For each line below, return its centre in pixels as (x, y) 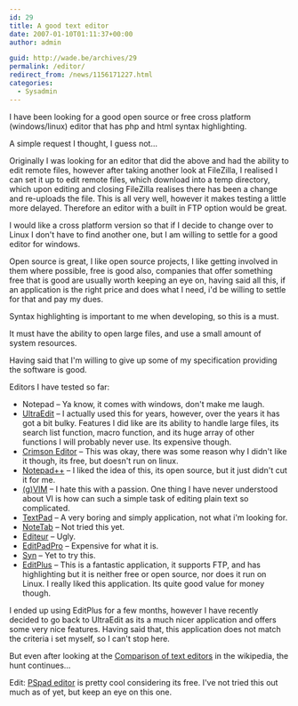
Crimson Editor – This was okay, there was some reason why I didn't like (154, 451)
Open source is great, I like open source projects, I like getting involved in (144, 261)
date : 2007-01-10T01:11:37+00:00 (71, 34)
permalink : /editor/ (48, 67)
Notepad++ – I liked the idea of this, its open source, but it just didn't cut (154, 470)
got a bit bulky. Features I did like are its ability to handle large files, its (150, 422)
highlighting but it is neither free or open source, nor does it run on (144, 574)
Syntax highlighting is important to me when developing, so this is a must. (144, 316)
